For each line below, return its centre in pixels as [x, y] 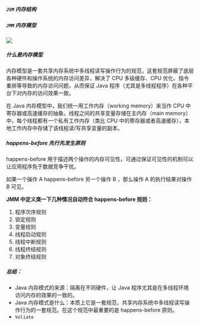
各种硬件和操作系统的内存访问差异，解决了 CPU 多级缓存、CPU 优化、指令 [98, 78]
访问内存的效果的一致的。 [46, 295]
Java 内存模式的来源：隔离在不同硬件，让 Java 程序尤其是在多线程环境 [102, 288]
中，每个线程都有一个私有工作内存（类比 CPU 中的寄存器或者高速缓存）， [95, 121]
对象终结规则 [30, 257]
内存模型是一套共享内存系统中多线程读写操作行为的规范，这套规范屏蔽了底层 [100, 71]
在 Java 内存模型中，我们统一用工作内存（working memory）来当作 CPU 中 [99, 106]
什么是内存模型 [24, 54]
